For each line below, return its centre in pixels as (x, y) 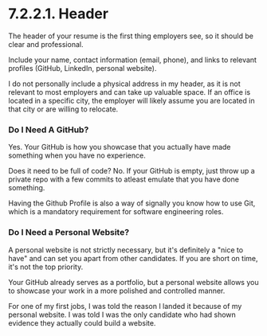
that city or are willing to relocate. (63, 109)
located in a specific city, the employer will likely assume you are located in (132, 100)
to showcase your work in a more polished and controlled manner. (117, 291)
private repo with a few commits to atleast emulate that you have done (124, 179)
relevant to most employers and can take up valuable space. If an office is (130, 92)
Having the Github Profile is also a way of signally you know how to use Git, (132, 203)
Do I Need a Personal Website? (69, 232)
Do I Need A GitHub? (49, 130)
